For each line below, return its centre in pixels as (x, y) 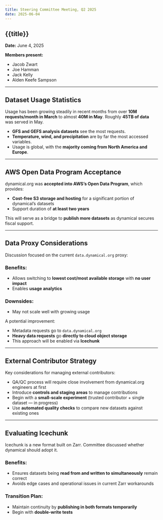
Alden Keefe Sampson (34, 80)
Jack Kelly (22, 75)
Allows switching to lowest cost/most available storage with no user (81, 278)
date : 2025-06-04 (23, 14)
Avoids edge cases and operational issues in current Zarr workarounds (83, 483)
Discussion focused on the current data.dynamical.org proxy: (66, 255)
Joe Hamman (25, 70)
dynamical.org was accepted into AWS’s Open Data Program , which (74, 184)
